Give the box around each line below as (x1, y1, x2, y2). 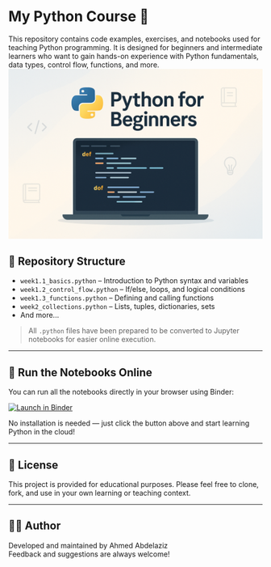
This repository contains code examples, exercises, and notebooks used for (8, 34, 261, 44)
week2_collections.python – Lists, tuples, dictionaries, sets (19, 302, 215, 311)
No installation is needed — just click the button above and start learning (8, 418, 250, 428)
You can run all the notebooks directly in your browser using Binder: (8, 387, 234, 397)
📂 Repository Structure (8, 255, 126, 268)
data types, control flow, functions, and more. (8, 60, 160, 70)
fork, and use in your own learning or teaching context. (8, 489, 191, 498)
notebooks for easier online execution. (27, 335, 156, 345)
